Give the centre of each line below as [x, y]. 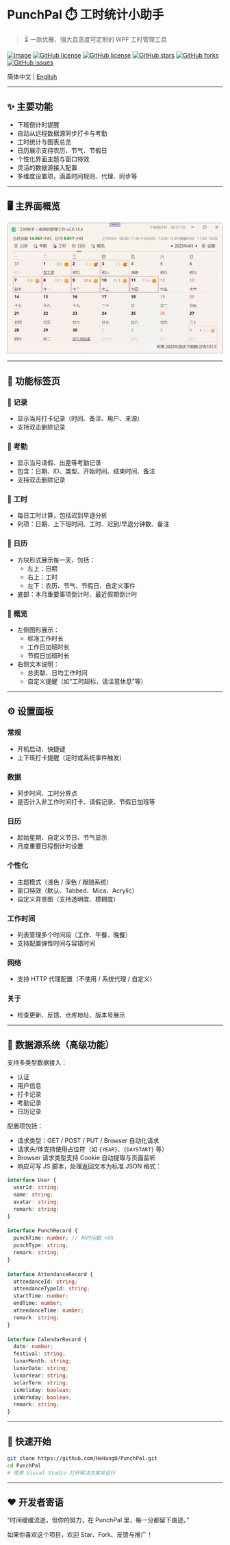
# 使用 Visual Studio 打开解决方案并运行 [61, 1473]
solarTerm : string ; [41, 1383]
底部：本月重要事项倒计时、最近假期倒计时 [77, 594]
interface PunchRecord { [42, 1231]
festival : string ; [40, 1354]
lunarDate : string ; [41, 1369]
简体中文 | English [32, 76]
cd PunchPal [24, 1465]
